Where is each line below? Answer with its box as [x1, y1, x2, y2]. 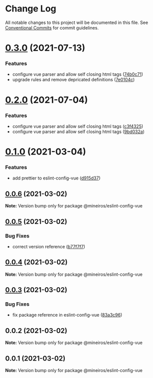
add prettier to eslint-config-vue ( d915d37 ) [12, 175, 101, 181]
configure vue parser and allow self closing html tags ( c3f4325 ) [12, 123, 144, 129]
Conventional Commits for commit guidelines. [5, 24, 99, 30]
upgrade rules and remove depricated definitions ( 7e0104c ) [12, 77, 135, 83]
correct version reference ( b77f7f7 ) [12, 243, 86, 249]
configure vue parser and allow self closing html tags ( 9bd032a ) [12, 128, 145, 135]
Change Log [5, 3, 56, 14]
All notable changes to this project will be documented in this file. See [5, 19, 149, 25]
